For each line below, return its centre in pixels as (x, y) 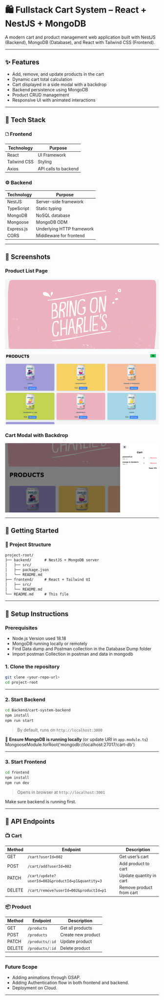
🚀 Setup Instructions (37, 614)
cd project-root (21, 683)
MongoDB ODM (52, 222)
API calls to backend (58, 168)
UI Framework (52, 155)
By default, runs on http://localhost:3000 (60, 730)
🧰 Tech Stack (25, 120)
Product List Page (26, 271)
